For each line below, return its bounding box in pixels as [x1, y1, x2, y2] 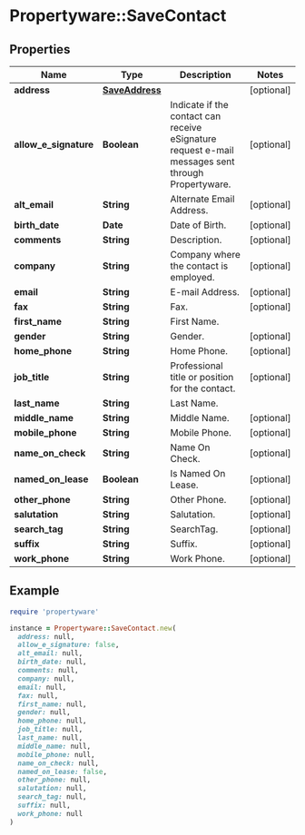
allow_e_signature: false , [17, 641, 120, 650]
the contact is [170, 260, 229, 272]
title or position [170, 371, 234, 383]
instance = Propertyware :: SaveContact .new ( [9, 624, 177, 633]
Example [9, 583, 60, 599]
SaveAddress [103, 83, 162, 96]
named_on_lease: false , [17, 767, 107, 776]
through [170, 167, 204, 179]
